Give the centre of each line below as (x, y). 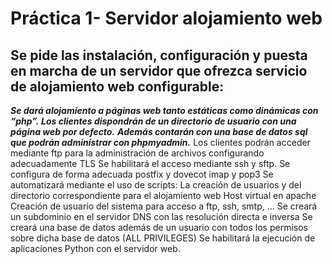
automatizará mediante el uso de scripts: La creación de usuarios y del (156, 185)
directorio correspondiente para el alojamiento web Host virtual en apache (163, 195)
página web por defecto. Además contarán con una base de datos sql (159, 131)
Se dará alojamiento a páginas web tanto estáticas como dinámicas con (164, 110)
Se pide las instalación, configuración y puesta (159, 55)
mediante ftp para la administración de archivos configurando (137, 153)
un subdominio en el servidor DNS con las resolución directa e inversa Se (161, 216)
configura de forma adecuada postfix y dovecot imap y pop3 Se (142, 174)
